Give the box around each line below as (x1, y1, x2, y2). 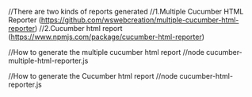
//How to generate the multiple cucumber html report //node (8, 48, 204, 56)
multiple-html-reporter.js (8, 56, 89, 65)
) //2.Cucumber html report (34, 24, 123, 33)
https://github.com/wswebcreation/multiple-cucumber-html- (40, 15, 239, 25)
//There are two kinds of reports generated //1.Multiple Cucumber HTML (8, 7, 244, 16)
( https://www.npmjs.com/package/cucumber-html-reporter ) (8, 32, 204, 41)
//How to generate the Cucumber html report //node (8, 72, 178, 80)
